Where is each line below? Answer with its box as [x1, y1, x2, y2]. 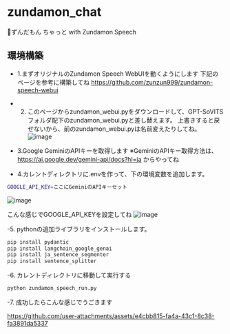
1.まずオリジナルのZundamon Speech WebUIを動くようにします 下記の [17, 70, 219, 78]
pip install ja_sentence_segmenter [7, 251, 109, 258]
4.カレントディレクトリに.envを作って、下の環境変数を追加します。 [17, 169, 209, 178]
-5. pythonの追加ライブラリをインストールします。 [7, 225, 151, 233]
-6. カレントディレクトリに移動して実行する [7, 271, 132, 280]
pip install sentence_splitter [7, 258, 97, 265]
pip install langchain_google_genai [7, 245, 112, 252]
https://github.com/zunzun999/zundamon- [91, 78, 213, 86]
